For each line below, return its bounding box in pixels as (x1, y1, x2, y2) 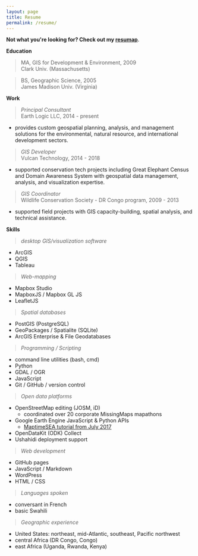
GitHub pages (14, 459, 49, 466)
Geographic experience (20, 519, 79, 526)
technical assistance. (14, 215, 67, 222)
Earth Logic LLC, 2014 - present (20, 112, 99, 120)
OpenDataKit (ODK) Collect (14, 429, 82, 437)
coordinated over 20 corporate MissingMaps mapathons (23, 411, 162, 418)
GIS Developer (20, 148, 56, 155)
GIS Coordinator (20, 190, 61, 197)
